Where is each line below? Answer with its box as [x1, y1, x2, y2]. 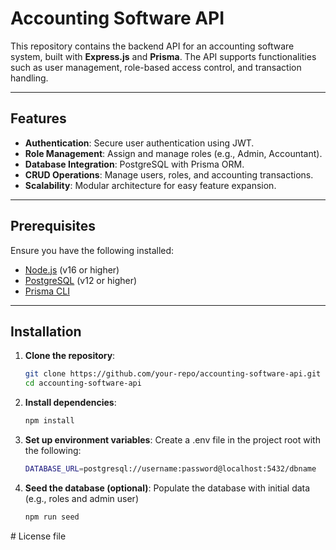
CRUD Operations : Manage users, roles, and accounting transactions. [24, 168, 314, 181]
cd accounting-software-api [24, 378, 142, 389]
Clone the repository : [24, 350, 116, 362]
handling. [10, 72, 49, 84]
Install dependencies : [24, 397, 117, 409]
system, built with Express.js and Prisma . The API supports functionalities [10, 50, 317, 62]
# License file [10, 530, 67, 542]
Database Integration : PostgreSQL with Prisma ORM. [24, 158, 245, 170]
